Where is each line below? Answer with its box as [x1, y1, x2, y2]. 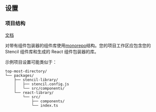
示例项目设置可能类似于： [5, 59, 57, 65]
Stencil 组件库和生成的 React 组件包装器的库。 [5, 48, 99, 54]
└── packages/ [5, 73, 34, 78]
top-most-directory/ [5, 68, 48, 74]
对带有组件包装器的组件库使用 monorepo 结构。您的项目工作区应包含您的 [5, 43, 151, 48]
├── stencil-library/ [14, 77, 58, 82]
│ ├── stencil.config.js [14, 82, 69, 87]
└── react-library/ [14, 90, 54, 95]
